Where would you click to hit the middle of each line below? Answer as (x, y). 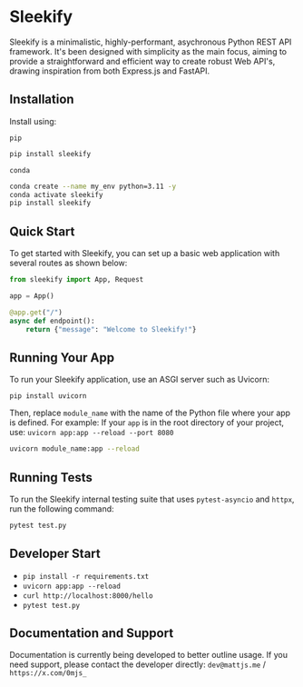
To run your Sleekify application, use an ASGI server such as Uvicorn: (140, 380)
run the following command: (62, 508)
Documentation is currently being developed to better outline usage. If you (149, 655)
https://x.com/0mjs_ (49, 673)
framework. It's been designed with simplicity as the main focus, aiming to (148, 51)
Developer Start (55, 554)
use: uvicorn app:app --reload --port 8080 (92, 433)
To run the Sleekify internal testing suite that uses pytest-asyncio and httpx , (152, 499)
